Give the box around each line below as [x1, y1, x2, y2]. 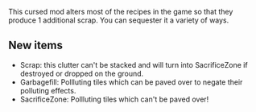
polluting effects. [19, 85, 76, 95]
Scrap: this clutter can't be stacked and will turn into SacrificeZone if [19, 60, 248, 69]
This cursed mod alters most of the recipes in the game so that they [8, 7, 233, 16]
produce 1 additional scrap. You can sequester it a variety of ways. [8, 15, 229, 25]
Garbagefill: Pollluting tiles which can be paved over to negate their [19, 77, 243, 87]
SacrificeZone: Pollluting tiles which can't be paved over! [19, 94, 209, 104]
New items [8, 39, 63, 52]
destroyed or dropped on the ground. [19, 68, 144, 78]
